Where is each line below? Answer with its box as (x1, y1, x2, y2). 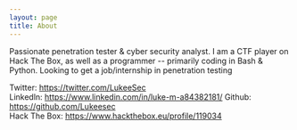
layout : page (9, 12, 58, 22)
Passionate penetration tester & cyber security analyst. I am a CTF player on (9, 45, 289, 56)
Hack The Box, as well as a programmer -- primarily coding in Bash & (9, 55, 263, 66)
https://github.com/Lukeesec (9, 101, 116, 111)
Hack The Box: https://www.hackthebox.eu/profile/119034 (9, 110, 223, 121)
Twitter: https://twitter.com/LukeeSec (9, 82, 146, 93)
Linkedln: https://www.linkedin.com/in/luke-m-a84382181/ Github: (9, 91, 252, 102)
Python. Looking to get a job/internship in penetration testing (9, 64, 233, 76)
